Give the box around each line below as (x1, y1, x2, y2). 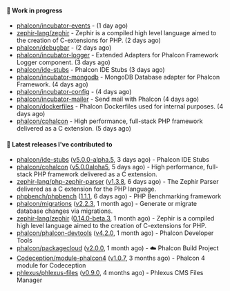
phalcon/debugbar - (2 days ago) (16, 44, 112, 52)
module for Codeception (16, 261, 86, 270)
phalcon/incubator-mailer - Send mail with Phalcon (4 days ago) (16, 95, 200, 104)
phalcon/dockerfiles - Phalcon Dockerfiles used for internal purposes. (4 (16, 102, 224, 111)
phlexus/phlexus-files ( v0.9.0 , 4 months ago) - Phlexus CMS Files (16, 269, 204, 277)
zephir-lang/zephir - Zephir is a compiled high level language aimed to (16, 29, 217, 37)
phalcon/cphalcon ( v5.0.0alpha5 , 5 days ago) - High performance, (16, 163, 205, 171)
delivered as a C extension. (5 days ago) (16, 124, 132, 133)
